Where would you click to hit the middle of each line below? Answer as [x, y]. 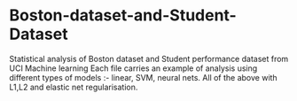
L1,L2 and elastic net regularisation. [74, 87]
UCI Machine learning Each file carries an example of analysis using [133, 68]
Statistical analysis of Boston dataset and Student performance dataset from [149, 58]
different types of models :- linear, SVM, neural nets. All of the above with [143, 77]
